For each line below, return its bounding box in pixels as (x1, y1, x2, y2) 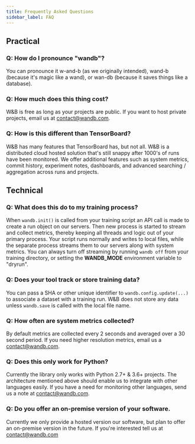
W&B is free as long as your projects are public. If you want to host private (6, 108, 187, 116)
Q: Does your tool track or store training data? (6, 275, 140, 284)
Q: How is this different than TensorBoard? (6, 129, 131, 138)
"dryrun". (6, 261, 28, 268)
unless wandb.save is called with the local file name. (6, 302, 131, 309)
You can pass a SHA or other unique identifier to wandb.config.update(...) (6, 289, 189, 296)
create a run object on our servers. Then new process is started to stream (6, 223, 186, 230)
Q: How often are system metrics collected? (6, 316, 135, 325)
